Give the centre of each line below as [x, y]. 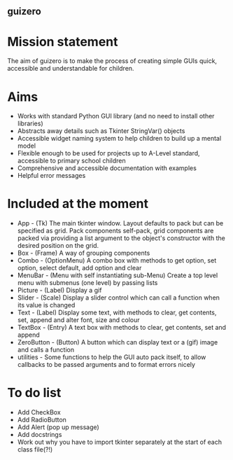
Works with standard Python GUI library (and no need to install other [116, 116]
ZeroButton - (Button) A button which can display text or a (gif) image [118, 342]
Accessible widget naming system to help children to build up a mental [119, 139]
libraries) [30, 124]
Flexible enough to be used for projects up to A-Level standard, [109, 153]
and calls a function [46, 350]
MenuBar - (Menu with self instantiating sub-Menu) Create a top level [118, 275]
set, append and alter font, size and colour [78, 320]
